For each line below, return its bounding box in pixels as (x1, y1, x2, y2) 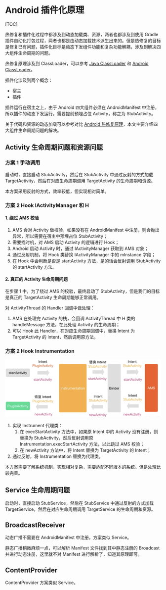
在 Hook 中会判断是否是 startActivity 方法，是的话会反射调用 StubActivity (12, 258, 161, 264)
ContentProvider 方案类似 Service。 (5, 580, 78, 586)
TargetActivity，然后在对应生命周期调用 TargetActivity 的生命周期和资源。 (5, 178, 156, 184)
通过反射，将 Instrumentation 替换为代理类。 (12, 453, 104, 459)
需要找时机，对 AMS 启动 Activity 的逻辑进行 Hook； (12, 239, 120, 245)
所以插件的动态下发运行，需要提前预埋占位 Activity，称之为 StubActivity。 (5, 110, 156, 116)
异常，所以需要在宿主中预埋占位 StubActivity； (12, 233, 108, 239)
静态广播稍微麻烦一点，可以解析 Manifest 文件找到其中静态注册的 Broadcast (5, 545, 160, 551)
